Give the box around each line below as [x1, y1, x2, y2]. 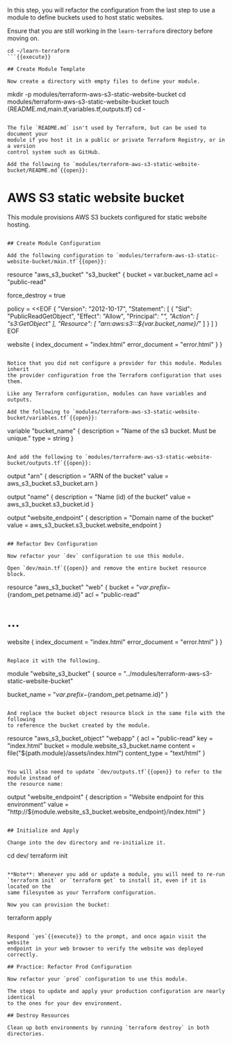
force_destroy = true [7, 291, 66, 299]
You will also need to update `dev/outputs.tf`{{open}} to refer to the [7, 768, 222, 775]
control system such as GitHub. [7, 149, 101, 156]
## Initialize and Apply [7, 827, 79, 834]
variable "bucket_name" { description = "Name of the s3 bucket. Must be [7, 427, 217, 435]
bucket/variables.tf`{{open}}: [7, 414, 98, 421]
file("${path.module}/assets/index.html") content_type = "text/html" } [7, 748, 206, 757]
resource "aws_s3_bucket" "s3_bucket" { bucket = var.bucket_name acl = [7, 270, 219, 279]
